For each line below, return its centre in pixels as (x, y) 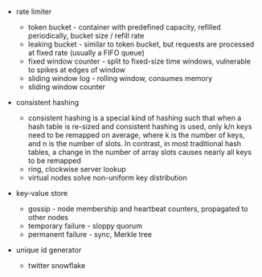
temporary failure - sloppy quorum (85, 226)
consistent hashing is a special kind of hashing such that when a (135, 118)
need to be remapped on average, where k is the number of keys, (136, 135)
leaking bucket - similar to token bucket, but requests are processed (141, 44)
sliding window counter (67, 87)
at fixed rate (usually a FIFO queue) (86, 53)
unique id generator (49, 250)
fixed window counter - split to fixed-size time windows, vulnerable (139, 61)
